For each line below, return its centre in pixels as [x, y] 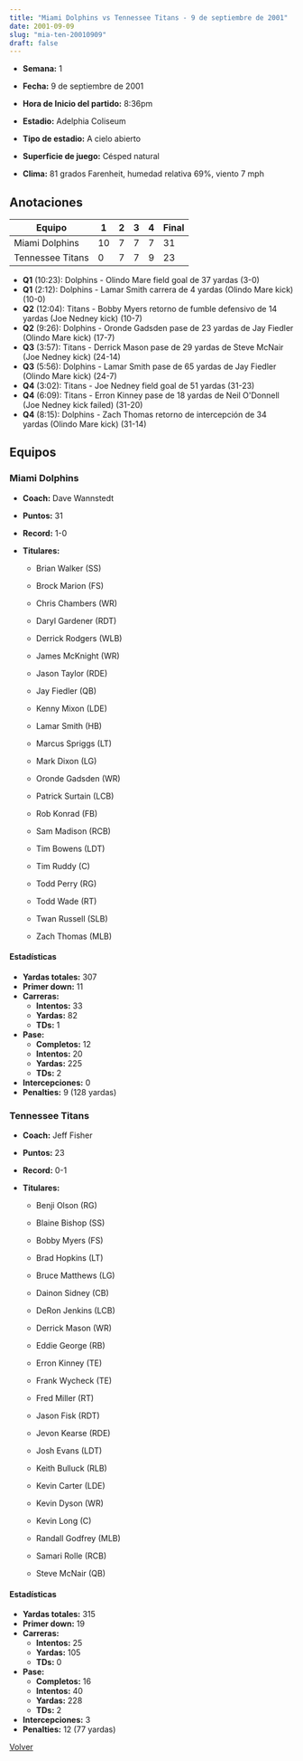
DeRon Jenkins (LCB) [75, 1311]
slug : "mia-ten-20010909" [58, 34]
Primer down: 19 [54, 1624]
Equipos [33, 453]
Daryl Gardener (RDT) [76, 620]
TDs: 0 [49, 1662]
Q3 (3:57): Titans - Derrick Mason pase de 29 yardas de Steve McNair [153, 347]
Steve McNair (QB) [71, 1574]
